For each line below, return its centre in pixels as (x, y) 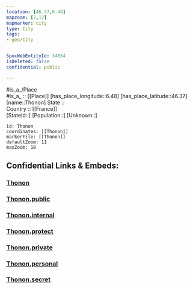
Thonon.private (29, 247)
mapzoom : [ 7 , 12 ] (26, 17)
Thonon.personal (32, 264)
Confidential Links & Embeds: (63, 166)
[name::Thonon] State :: (35, 102)
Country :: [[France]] (32, 108)
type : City (20, 29)
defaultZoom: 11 (26, 142)
